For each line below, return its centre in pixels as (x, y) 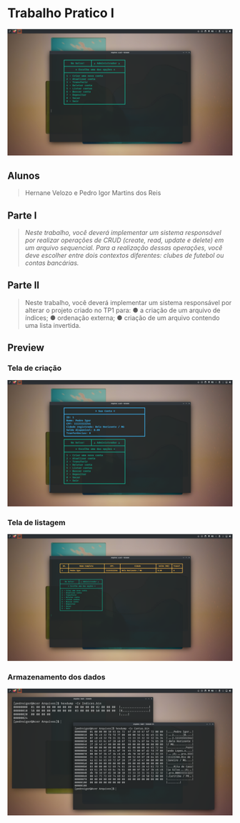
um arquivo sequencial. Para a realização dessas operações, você (124, 248)
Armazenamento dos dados (56, 677)
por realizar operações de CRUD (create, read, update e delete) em (124, 240)
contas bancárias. (52, 263)
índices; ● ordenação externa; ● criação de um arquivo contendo (122, 318)
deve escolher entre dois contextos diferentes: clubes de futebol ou (124, 256)
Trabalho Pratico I (61, 13)
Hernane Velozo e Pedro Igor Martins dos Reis (93, 193)
